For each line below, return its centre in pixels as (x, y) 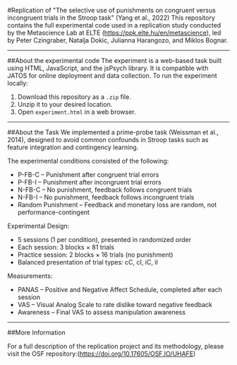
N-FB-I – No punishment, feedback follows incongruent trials (106, 197)
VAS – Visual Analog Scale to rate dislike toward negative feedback (115, 305)
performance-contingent (54, 212)
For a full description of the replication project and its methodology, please (116, 346)
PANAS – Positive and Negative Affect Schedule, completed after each (120, 290)
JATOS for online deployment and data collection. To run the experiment (112, 76)
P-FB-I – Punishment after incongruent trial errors (89, 182)
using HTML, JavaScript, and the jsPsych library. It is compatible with (108, 68)
